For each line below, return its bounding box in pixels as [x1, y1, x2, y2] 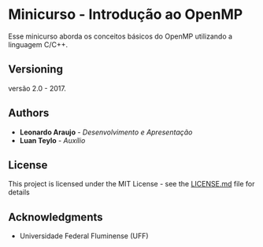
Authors [8, 106, 50, 120]
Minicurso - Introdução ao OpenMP [8, 6, 243, 24]
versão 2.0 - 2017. [8, 83, 67, 93]
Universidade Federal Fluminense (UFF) [19, 231, 149, 241]
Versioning [8, 63, 63, 76]
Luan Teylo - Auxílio [19, 135, 86, 145]
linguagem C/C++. [8, 39, 69, 49]
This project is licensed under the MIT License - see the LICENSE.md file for [8, 179, 255, 189]
